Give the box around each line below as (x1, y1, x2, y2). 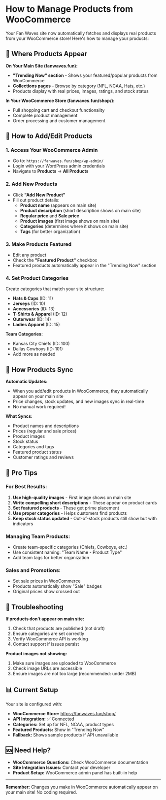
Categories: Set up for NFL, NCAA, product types (12, 722, 114, 728)
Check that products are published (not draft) (12, 626, 105, 632)
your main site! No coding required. (5, 789, 77, 795)
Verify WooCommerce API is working (12, 636, 88, 642)
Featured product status (12, 449, 62, 455)
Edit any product (12, 252, 46, 258)
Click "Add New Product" (12, 192, 66, 198)
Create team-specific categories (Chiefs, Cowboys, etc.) (12, 544, 128, 550)
